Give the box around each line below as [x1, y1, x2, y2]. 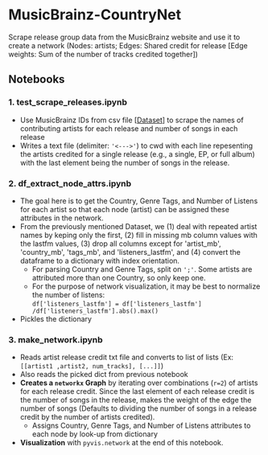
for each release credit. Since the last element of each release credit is [19, 387, 255, 396]
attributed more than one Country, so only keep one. [31, 273, 207, 282]
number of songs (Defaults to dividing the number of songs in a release [19, 404, 258, 413]
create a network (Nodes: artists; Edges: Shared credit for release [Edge [8, 40, 248, 50]
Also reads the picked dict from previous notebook [19, 370, 188, 379]
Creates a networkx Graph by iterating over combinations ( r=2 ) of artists [19, 378, 258, 387]
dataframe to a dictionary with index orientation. [19, 256, 179, 265]
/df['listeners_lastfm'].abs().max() [31, 307, 159, 315]
